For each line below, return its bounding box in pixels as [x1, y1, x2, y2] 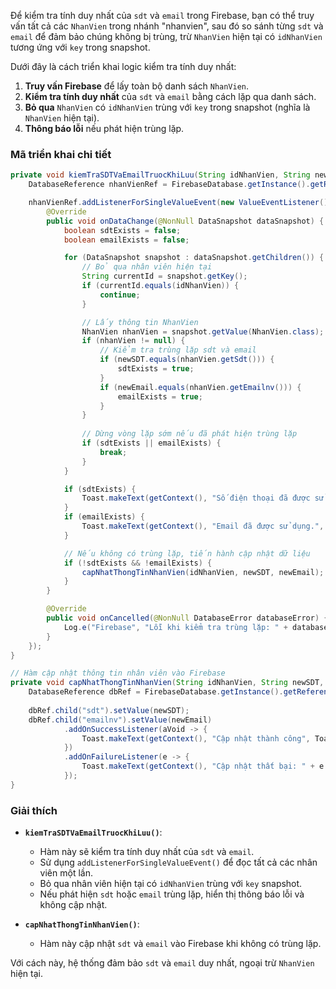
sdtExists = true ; [117, 364, 195, 374]
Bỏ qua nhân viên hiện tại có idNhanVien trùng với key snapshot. [39, 878, 303, 890]
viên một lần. [39, 867, 93, 879]
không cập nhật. [39, 899, 108, 911]
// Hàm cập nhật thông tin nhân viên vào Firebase [10, 668, 226, 679]
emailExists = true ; [117, 391, 203, 402]
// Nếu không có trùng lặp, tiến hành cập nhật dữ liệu [63, 548, 311, 559]
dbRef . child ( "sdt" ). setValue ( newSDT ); [28, 705, 190, 715]
